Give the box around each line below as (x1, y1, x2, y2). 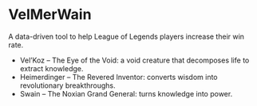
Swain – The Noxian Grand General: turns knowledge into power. (19, 89, 233, 98)
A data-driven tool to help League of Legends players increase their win (8, 32, 245, 41)
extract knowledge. (19, 63, 84, 73)
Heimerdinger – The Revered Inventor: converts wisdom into (19, 72, 218, 81)
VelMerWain (8, 6, 92, 24)
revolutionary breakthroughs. (19, 81, 116, 90)
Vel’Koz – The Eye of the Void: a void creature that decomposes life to (19, 55, 250, 65)
